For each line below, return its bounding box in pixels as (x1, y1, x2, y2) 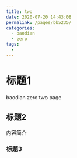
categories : (6, 25, 35, 31)
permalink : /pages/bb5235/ (6, 19, 72, 25)
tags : (6, 42, 19, 48)
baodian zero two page (6, 93, 62, 100)
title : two (6, 8, 33, 15)
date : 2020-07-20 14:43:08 (6, 14, 72, 20)
